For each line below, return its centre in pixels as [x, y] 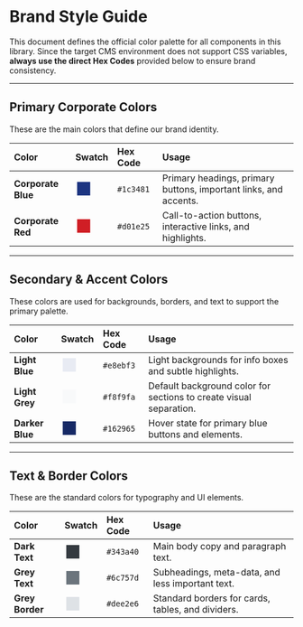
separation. [172, 408]
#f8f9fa [119, 397]
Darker [29, 423]
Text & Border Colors [69, 476]
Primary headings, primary [218, 178]
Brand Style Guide [78, 17]
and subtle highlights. [193, 370]
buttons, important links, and [223, 189]
